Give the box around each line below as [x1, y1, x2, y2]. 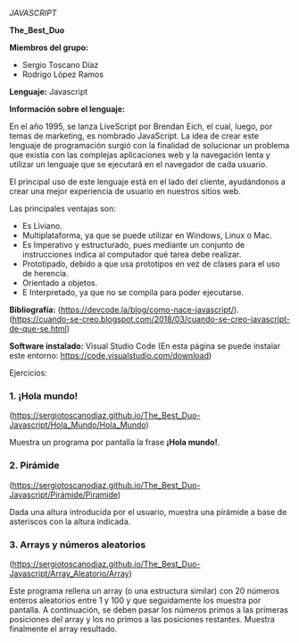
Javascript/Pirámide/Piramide [9, 489, 119, 500]
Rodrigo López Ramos [21, 69, 104, 80]
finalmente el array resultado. [9, 623, 118, 634]
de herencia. [21, 268, 69, 278]
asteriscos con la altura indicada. [9, 516, 131, 527]
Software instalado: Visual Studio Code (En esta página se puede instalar [9, 341, 281, 351]
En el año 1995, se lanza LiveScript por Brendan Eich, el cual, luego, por [9, 121, 273, 131]
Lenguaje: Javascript [9, 87, 88, 97]
